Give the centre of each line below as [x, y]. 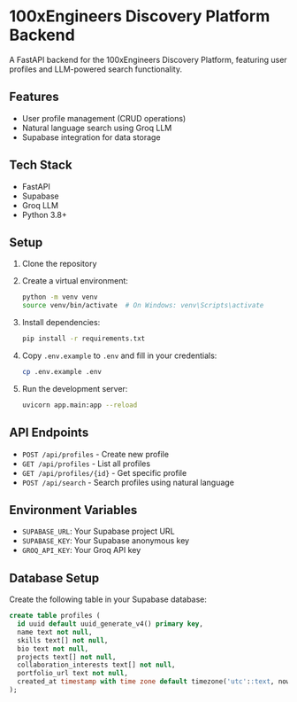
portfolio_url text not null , [72, 674]
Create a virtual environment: [75, 281]
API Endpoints [49, 433]
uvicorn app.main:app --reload [80, 405]
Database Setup [54, 578]
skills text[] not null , [63, 640]
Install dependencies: [61, 323]
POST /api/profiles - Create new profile [95, 454]
